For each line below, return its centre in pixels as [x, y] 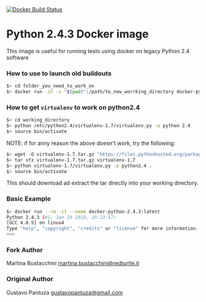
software [17, 57]
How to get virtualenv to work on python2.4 [73, 107]
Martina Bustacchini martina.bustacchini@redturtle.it [73, 263]
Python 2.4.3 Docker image [78, 34]
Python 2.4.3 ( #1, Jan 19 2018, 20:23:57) [61, 217]
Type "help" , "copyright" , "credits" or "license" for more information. [103, 229]
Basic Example [29, 199]
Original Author [30, 279]
